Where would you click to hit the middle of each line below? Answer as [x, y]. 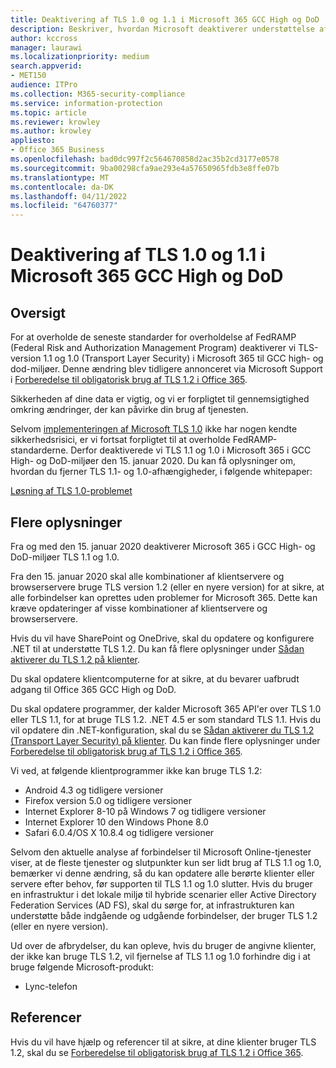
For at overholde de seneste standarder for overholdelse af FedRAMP [153, 337]
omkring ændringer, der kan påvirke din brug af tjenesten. [129, 410]
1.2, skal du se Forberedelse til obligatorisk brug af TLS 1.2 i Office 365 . [157, 1052]
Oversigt [38, 312]
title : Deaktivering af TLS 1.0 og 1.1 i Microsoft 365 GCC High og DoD [165, 19]
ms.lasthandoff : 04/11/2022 [69, 196]
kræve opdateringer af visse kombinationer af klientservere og [139, 608]
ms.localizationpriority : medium [80, 57]
